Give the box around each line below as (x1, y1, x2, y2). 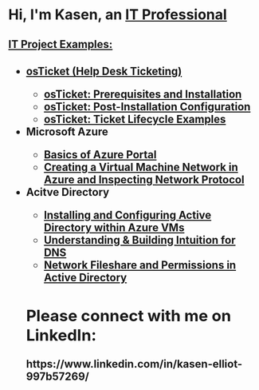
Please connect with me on (26, 305, 232, 326)
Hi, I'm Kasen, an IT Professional (8, 6, 227, 24)
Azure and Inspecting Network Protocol (43, 173, 245, 186)
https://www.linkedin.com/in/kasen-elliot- (26, 357, 243, 371)
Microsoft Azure (26, 125, 109, 138)
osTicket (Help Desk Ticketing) (26, 64, 182, 78)
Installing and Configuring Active (43, 208, 212, 221)
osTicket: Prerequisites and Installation (43, 87, 242, 101)
